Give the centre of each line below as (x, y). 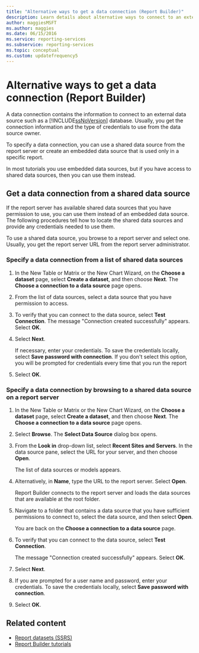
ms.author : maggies (30, 28)
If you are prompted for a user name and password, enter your (91, 580)
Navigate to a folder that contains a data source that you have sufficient (102, 510)
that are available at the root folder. (57, 499)
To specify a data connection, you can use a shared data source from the (96, 144)
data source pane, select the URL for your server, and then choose (96, 452)
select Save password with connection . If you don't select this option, (101, 356)
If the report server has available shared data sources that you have (89, 208)
